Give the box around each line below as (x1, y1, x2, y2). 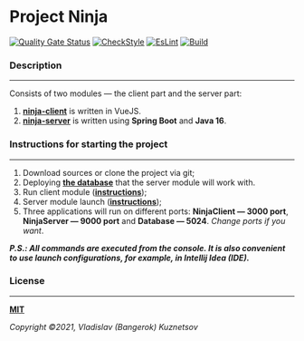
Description (9, 59, 62, 72)
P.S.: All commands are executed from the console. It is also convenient (9, 242, 286, 253)
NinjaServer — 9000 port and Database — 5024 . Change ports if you (22, 215, 286, 226)
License (9, 275, 45, 287)
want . (22, 225, 44, 236)
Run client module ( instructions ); (22, 186, 147, 197)
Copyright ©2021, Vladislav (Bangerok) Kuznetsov (9, 321, 199, 332)
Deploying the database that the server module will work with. (22, 177, 256, 188)
